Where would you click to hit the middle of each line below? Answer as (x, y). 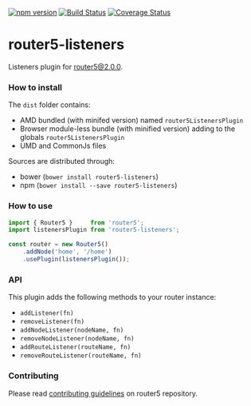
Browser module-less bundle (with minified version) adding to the (127, 129)
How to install (35, 87)
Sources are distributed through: (62, 161)
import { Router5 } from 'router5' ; (76, 223)
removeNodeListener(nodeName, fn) (77, 339)
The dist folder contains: (49, 105)
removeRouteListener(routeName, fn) (80, 356)
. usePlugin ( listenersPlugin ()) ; (76, 260)
